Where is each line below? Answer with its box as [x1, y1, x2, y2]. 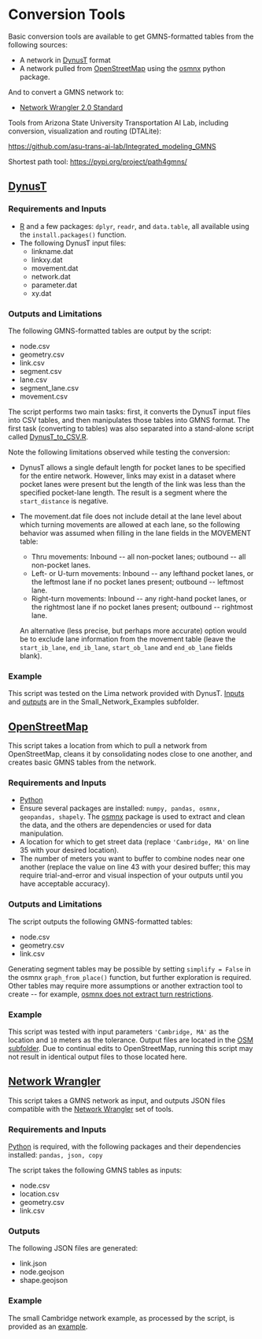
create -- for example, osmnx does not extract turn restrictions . [8, 989, 214, 999]
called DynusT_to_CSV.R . [8, 432, 89, 441]
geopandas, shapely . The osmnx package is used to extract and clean [19, 812, 245, 821]
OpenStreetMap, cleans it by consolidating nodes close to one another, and [8, 750, 253, 759]
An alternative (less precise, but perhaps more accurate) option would [19, 626, 247, 635]
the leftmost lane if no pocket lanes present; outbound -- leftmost [31, 577, 244, 586]
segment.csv [19, 366, 62, 376]
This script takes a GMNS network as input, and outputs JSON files [8, 1095, 226, 1105]
